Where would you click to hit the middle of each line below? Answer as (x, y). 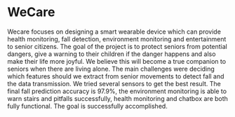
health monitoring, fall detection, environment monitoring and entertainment (117, 39)
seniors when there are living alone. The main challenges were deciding (111, 69)
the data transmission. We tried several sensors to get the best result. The (114, 83)
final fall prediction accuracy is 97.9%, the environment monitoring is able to (117, 91)
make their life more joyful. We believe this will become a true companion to (117, 61)
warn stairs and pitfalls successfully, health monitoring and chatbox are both (117, 98)
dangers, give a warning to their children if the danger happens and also (112, 54)
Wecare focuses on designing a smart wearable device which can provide (114, 32)
